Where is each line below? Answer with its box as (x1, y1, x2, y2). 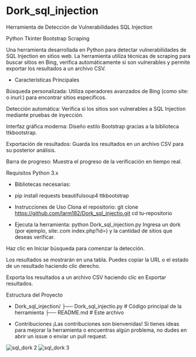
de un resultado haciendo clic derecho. (6, 262, 101, 269)
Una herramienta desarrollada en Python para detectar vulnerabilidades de (6, 46, 187, 53)
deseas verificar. (14, 233, 55, 240)
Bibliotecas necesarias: (14, 181, 71, 188)
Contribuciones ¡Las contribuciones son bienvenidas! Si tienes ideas (14, 320, 180, 327)
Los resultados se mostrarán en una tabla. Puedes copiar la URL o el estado (6, 256, 189, 263)
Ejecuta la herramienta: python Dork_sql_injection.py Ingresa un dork (14, 221, 181, 228)
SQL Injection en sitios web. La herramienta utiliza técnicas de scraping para (6, 52, 191, 59)
